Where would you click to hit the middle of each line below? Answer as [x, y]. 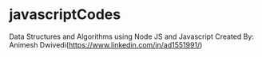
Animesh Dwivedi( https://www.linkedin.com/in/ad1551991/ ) [106, 44]
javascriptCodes [65, 15]
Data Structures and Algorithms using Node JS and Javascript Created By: [132, 36]
